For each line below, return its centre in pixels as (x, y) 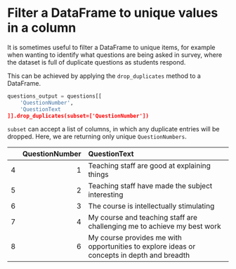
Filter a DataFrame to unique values (113, 13)
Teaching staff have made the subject (150, 186)
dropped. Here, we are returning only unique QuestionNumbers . (97, 137)
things (98, 175)
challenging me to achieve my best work (155, 226)
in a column (42, 28)
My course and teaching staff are (143, 218)
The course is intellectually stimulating (151, 206)
